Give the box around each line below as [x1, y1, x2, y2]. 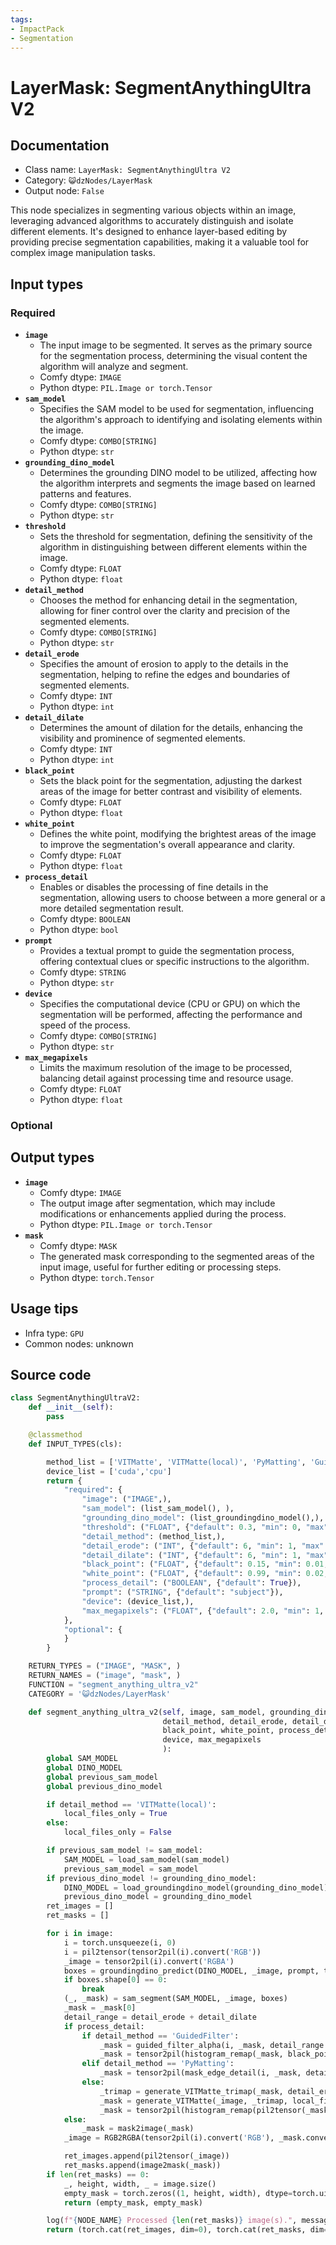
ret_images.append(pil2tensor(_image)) [63, 2151, 230, 2161]
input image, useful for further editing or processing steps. [39, 1261, 282, 1273]
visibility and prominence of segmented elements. [39, 732, 246, 745]
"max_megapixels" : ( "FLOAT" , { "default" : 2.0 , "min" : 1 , [81, 1606, 325, 1616]
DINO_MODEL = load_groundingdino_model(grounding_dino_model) [63, 1882, 329, 1893]
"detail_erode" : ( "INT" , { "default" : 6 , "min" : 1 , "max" [81, 1541, 325, 1551]
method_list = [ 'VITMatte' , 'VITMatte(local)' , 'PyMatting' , [46, 1457, 307, 1467]
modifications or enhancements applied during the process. [39, 1207, 287, 1220]
